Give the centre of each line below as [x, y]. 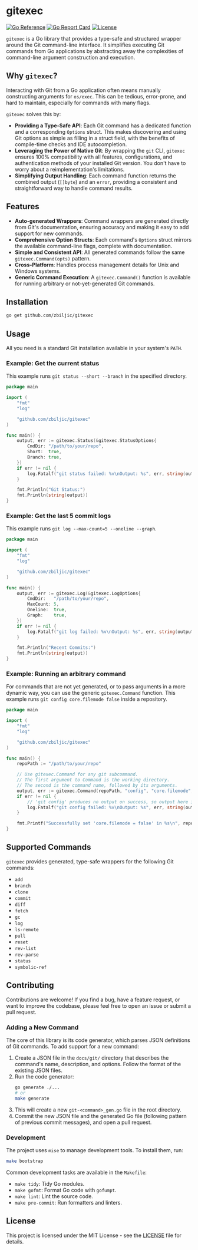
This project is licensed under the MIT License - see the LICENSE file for [94, 1235]
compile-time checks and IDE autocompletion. [71, 144]
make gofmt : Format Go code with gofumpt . [65, 1190]
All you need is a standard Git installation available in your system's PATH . [94, 348]
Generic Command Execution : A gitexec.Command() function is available [103, 277]
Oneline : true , [47, 610]
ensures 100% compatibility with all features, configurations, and [93, 157]
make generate [32, 1098]
